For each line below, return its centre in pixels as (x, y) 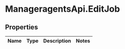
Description (57, 41)
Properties (22, 27)
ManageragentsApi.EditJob (62, 9)
